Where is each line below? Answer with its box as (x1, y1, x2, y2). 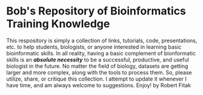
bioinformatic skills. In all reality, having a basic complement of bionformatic (6, 49, 196, 57)
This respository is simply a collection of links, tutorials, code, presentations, (6, 37, 198, 44)
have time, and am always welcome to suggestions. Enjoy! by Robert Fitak (6, 81, 191, 88)
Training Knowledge (6, 17, 110, 31)
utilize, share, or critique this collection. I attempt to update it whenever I (6, 75, 187, 82)
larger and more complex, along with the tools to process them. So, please (6, 69, 192, 76)
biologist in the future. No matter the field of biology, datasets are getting (6, 62, 188, 70)
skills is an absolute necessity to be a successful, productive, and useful (6, 56, 189, 63)
